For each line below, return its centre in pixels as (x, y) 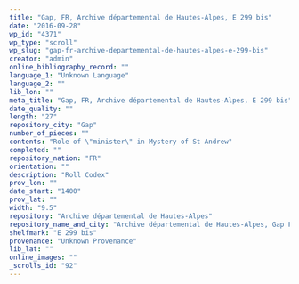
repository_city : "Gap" (53, 126)
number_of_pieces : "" (49, 134)
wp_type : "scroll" (43, 42)
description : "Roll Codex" (59, 174)
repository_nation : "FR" (55, 158)
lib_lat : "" (31, 249)
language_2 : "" (37, 84)
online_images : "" (43, 258)
